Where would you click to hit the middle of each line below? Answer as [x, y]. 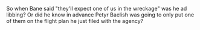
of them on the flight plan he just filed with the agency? [75, 21]
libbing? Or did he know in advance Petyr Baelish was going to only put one [100, 15]
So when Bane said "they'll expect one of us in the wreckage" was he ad [97, 9]
